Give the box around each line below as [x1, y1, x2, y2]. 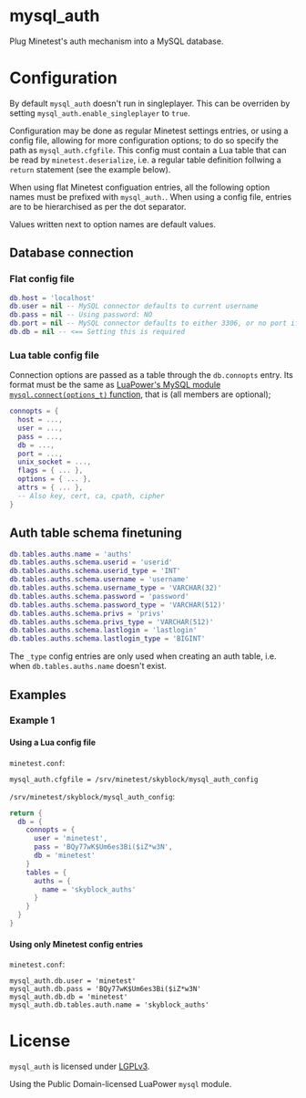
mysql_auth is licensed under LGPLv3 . [9, 1061, 150, 1072]
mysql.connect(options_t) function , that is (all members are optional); [9, 389, 271, 400]
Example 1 [9, 714, 56, 727]
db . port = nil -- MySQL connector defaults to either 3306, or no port [9, 319, 287, 329]
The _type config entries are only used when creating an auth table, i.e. [9, 651, 277, 662]
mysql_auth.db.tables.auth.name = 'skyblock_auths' [9, 1000, 209, 1009]
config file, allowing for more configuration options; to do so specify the [9, 134, 280, 146]
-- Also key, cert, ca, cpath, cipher [17, 491, 166, 500]
